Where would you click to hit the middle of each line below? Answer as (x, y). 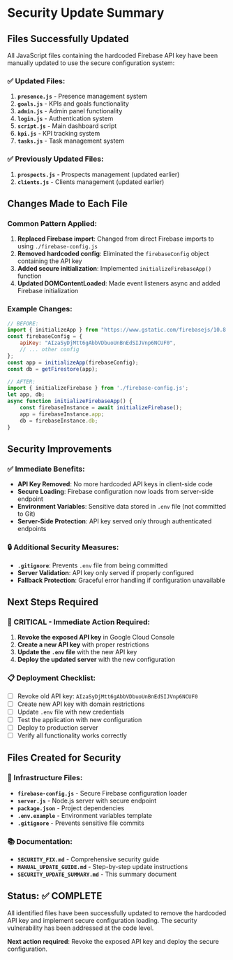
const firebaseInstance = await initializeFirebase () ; (101, 408)
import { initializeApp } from (53, 330)
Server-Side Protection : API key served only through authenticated (114, 521)
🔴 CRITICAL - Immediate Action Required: (78, 622)
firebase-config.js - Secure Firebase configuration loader (102, 793)
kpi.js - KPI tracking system (59, 134)
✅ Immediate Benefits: (46, 469)
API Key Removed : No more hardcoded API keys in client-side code (115, 484)
